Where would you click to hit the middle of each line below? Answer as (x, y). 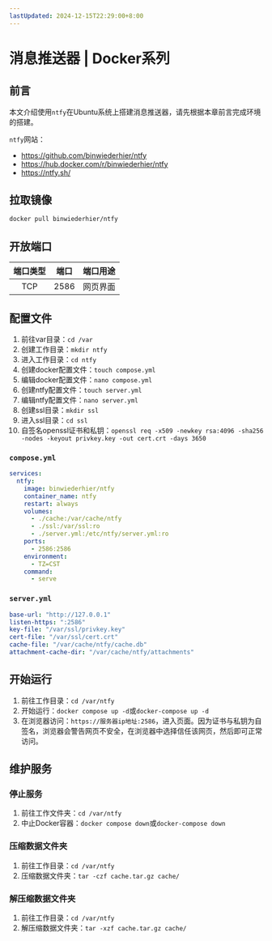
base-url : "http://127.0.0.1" (60, 615)
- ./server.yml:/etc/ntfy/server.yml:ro (100, 534)
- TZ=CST (45, 564)
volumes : (38, 511)
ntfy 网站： (27, 139)
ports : (35, 542)
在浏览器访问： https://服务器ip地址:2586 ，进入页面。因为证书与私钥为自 (141, 721)
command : (38, 572)
